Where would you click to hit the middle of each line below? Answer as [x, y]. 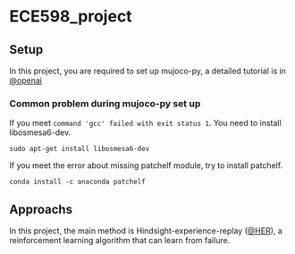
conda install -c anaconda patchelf [77, 182]
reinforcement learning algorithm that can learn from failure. [120, 241]
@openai [26, 80]
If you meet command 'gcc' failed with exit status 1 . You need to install [145, 123]
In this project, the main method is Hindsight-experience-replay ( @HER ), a [146, 231]
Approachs [41, 209]
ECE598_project [71, 17]
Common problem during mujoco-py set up [105, 103]
